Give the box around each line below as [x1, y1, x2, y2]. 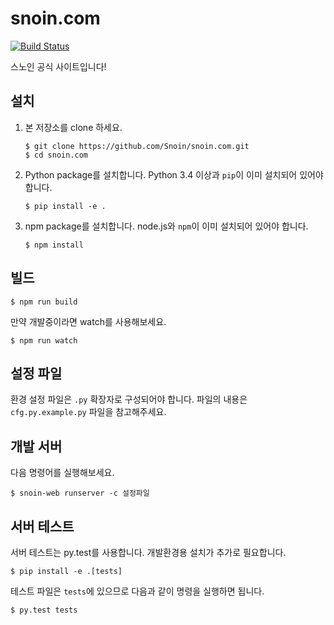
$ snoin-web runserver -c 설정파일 [10, 488, 150, 499]
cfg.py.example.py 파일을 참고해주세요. [10, 406, 167, 418]
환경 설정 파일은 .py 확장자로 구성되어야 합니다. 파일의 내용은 [10, 393, 248, 406]
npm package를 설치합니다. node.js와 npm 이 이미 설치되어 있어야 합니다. [24, 220, 309, 232]
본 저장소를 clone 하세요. [24, 121, 123, 133]
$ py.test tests [10, 605, 78, 615]
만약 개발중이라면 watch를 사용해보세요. [10, 315, 167, 327]
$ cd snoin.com [24, 150, 89, 160]
